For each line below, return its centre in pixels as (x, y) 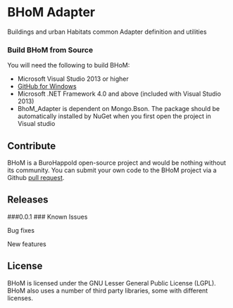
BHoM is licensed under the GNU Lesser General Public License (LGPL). (112, 283)
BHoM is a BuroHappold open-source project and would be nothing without (117, 163)
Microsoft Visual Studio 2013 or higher (73, 79)
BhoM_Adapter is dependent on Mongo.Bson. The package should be (119, 109)
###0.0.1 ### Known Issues (48, 217)
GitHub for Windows (47, 86)
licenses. (20, 298)
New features (27, 244)
